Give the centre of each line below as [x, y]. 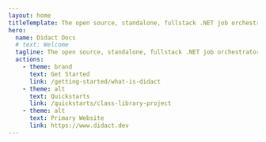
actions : [30, 60]
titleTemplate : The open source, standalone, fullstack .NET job [118, 23]
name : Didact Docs [46, 37]
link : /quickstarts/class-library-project [100, 103]
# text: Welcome [42, 45]
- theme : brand [47, 67]
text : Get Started [59, 74]
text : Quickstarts [59, 96]
